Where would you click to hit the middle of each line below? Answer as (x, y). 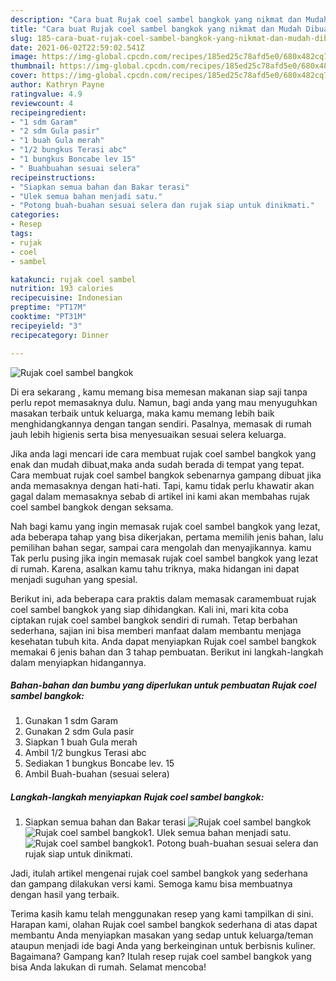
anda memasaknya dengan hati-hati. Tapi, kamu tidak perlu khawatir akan (162, 485)
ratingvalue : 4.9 (46, 94)
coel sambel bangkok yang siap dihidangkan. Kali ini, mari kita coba (149, 609)
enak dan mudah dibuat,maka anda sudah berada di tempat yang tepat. (157, 464)
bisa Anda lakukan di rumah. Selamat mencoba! (108, 967)
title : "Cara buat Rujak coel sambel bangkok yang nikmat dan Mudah (156, 29)
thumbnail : (33, 66)
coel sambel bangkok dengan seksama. (92, 507)
